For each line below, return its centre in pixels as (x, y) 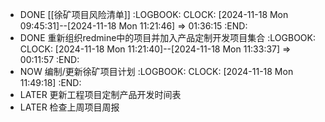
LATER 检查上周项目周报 (69, 107)
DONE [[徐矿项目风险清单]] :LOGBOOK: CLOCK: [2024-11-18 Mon (154, 14)
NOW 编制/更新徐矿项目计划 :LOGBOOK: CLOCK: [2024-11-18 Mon (156, 71)
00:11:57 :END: (49, 59)
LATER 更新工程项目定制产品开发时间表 (100, 94)
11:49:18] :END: (50, 82)
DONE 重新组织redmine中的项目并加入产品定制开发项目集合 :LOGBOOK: (168, 37)
